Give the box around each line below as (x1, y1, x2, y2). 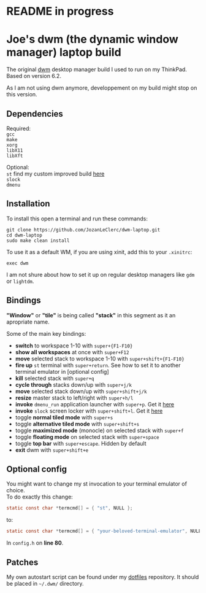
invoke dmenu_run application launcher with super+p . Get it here (15, 400, 175, 408)
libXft (6, 152, 23, 159)
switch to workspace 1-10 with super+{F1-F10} (15, 342, 133, 349)
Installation (6, 198, 50, 209)
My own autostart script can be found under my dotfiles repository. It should (6, 573, 199, 581)
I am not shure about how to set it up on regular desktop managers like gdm (6, 271, 195, 278)
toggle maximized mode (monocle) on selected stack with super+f (15, 427, 184, 434)
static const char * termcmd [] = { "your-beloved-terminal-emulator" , (6, 528, 188, 535)
